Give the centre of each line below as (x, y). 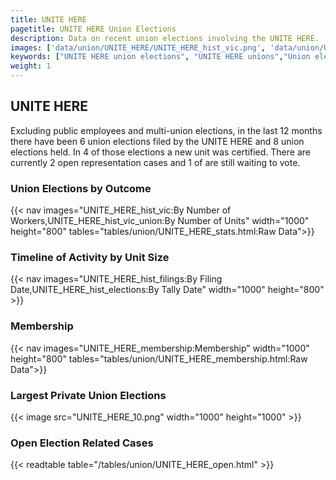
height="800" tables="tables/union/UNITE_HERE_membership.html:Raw (159, 358)
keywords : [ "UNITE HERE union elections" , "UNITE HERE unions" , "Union (160, 57)
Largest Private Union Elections (88, 395)
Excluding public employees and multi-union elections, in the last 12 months (166, 130)
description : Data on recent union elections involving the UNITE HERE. (165, 38)
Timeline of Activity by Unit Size (90, 258)
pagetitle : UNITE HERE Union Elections (93, 29)
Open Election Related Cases (82, 443)
